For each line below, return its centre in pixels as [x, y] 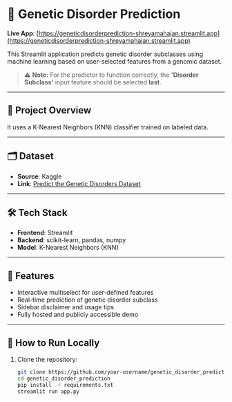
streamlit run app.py [48, 391]
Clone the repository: [47, 359]
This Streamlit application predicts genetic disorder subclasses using [105, 54]
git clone [31, 372]
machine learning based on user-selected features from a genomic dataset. [115, 61]
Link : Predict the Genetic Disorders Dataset [79, 183]
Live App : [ [23, 33]
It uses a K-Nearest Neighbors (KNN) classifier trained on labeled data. [108, 127]
